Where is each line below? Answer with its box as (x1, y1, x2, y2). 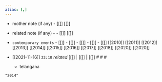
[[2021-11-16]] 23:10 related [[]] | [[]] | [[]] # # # (12, 54, 107, 60)
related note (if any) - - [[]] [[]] (12, 30, 73, 36)
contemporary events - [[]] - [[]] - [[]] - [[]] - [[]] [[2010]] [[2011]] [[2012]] (12, 40, 158, 45)
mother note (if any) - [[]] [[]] (12, 20, 71, 26)
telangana (19, 63, 40, 69)
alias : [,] (5, 7, 27, 12)
